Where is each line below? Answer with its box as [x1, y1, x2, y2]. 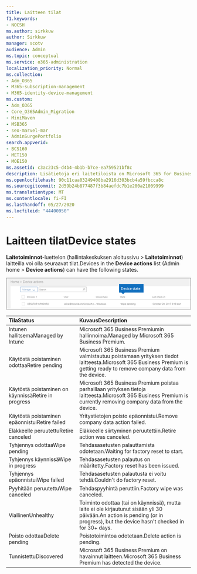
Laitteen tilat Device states [6, 234, 137, 247]
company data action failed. [79, 419, 147, 426]
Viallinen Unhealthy [8, 512, 55, 519]
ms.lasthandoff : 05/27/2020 [6, 202, 75, 208]
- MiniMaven [6, 115, 35, 121]
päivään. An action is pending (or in [79, 512, 163, 519]
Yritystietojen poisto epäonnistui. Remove [79, 412, 178, 420]
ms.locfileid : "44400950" [6, 208, 69, 214]
